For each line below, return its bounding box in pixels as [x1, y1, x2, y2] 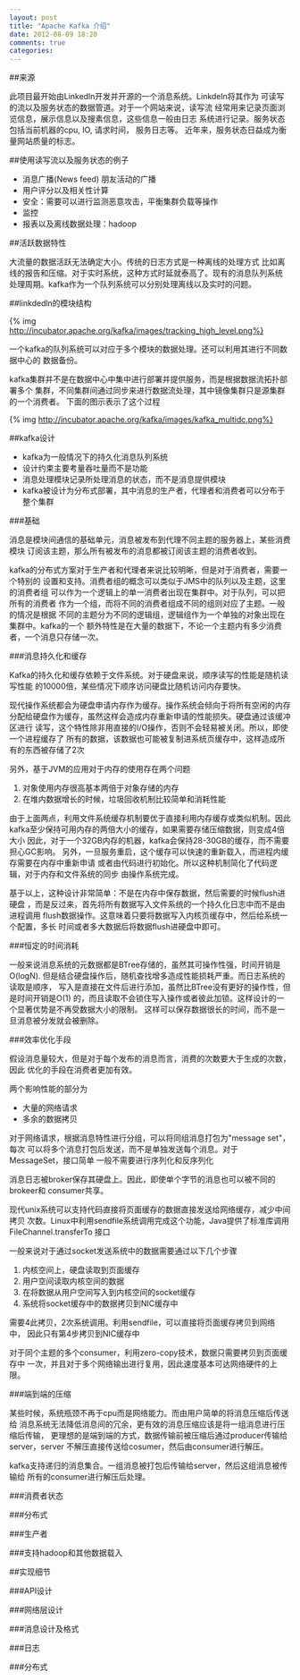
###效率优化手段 [9, 1034, 71, 1045]
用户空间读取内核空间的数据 [21, 1276, 125, 1286]
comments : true [9, 38, 66, 47]
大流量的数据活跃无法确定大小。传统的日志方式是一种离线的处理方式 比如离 [9, 257, 286, 267]
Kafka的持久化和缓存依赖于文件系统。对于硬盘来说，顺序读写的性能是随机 [9, 670, 281, 681]
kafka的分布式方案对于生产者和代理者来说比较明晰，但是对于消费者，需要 [9, 564, 280, 575]
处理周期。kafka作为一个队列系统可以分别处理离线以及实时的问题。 [9, 279, 257, 290]
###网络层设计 [9, 1605, 64, 1616]
